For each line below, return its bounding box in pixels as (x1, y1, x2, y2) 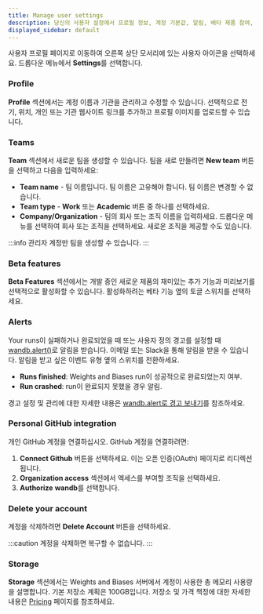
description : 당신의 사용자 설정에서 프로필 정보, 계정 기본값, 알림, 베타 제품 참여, (8, 19, 254, 27)
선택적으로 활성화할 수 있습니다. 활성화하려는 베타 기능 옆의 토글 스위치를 (8, 287, 230, 296)
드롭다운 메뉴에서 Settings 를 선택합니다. (18, 58, 143, 67)
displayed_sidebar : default (8, 26, 100, 34)
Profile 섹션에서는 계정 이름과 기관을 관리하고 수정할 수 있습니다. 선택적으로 (8, 97, 239, 107)
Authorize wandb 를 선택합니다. (19, 483, 120, 492)
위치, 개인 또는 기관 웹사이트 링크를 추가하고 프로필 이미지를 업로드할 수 (18, 107, 236, 116)
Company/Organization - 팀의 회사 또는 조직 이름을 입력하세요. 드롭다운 (19, 211, 245, 220)
